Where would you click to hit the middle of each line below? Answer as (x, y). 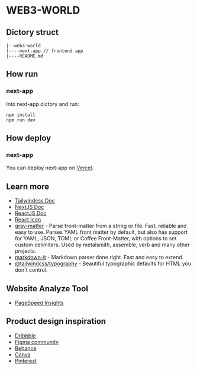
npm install (21, 115)
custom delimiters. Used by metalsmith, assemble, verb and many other (102, 245)
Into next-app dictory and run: (43, 104)
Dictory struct (33, 32)
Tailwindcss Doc (35, 201)
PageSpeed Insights (39, 303)
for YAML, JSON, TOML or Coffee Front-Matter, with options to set (96, 239)
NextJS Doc (29, 207)
